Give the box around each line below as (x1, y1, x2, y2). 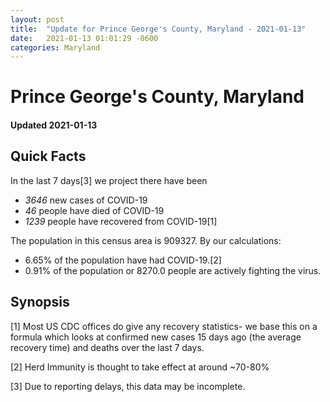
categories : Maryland (10, 42, 101, 53)
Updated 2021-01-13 (10, 119, 98, 131)
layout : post (10, 14, 65, 25)
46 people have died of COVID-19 (24, 204, 165, 216)
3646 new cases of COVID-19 (24, 194, 148, 206)
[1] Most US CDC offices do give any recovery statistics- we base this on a (10, 320, 318, 332)
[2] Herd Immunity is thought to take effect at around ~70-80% (10, 361, 270, 373)
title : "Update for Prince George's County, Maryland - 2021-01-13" (10, 24, 307, 34)
